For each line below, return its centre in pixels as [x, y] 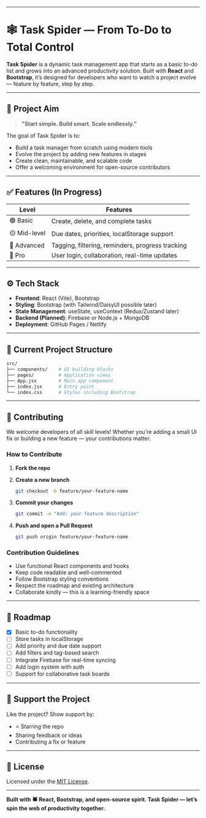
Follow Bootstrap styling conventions [62, 579]
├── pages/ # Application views [59, 375]
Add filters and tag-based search [57, 653]
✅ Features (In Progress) [54, 192]
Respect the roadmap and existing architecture [74, 586]
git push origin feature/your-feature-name [72, 537]
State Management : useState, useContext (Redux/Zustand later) [97, 312]
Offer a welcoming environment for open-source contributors [93, 167]
